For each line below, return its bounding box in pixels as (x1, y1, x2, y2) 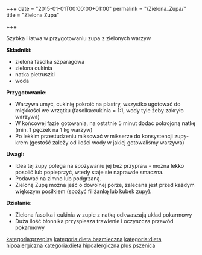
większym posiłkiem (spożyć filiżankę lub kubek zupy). (14, 188, 152, 195)
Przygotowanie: (6, 89, 47, 96)
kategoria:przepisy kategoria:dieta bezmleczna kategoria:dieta (6, 236, 162, 242)
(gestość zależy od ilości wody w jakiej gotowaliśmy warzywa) (29, 139, 185, 146)
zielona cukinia (14, 64, 52, 72)
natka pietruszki (14, 71, 55, 78)
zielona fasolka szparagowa (14, 58, 85, 65)
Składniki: (6, 46, 32, 54)
